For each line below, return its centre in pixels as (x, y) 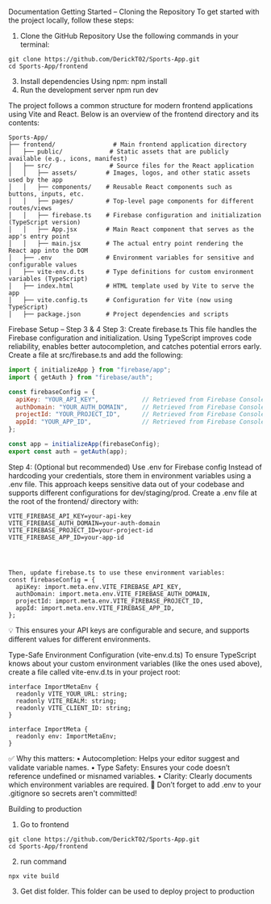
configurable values (43, 265)
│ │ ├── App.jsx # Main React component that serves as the (131, 229)
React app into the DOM (48, 250)
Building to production (45, 809)
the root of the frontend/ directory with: (74, 501)
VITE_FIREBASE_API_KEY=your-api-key (70, 516)
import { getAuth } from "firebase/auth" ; (81, 377)
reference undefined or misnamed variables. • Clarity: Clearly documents (130, 776)
